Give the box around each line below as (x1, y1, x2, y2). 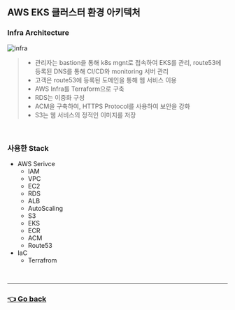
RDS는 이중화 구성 (34, 93, 85, 101)
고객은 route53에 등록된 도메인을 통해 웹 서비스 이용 (34, 75, 177, 84)
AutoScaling (27, 204, 63, 212)
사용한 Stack (7, 143, 49, 153)
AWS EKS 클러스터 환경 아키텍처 (7, 6, 141, 19)
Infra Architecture (7, 28, 70, 38)
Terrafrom (27, 256, 57, 264)
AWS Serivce (17, 159, 56, 168)
